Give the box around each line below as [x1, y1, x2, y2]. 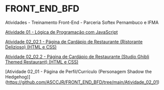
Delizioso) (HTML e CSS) [5, 44, 57, 50]
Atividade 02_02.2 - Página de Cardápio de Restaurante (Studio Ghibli [5, 53, 149, 60]
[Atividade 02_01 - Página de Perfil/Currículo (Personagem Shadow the [5, 68, 152, 75]
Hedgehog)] [5, 74, 31, 80]
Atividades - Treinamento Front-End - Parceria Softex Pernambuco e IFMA [5, 19, 159, 25]
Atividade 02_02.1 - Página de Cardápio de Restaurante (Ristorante [5, 38, 143, 45]
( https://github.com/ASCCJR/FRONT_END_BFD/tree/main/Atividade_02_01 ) [5, 79, 159, 85]
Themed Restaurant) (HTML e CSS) [5, 59, 79, 65]
